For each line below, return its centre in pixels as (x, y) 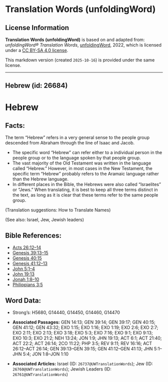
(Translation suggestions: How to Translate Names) (58, 210)
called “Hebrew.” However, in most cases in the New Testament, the (82, 168)
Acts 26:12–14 (27, 247)
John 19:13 (23, 274)
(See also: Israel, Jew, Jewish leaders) (44, 220)
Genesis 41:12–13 (30, 263)
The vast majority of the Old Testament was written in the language (82, 163)
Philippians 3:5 (28, 285)
